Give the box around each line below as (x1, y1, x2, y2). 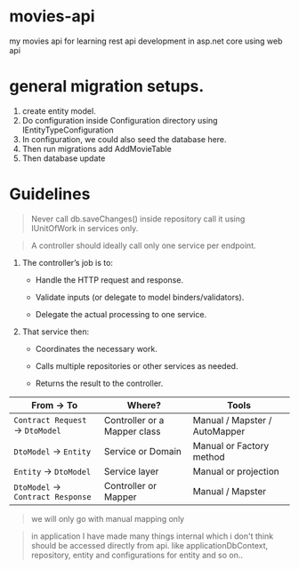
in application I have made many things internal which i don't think (30, 531, 274, 541)
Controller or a (103, 413, 165, 426)
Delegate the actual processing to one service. (35, 309, 207, 319)
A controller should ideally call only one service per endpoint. (30, 240, 256, 251)
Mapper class (103, 425, 161, 437)
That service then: (21, 326, 90, 337)
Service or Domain (103, 445, 182, 457)
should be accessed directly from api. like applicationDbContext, (30, 540, 269, 550)
